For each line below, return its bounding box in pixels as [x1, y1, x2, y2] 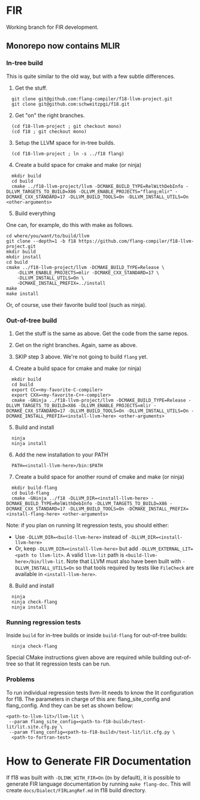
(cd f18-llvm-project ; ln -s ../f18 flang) [11, 151, 125, 157]
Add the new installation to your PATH [14, 451, 108, 458]
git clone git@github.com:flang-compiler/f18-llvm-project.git [11, 95, 172, 102]
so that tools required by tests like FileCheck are [75, 564, 194, 571]
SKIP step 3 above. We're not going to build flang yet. [14, 353, 148, 360]
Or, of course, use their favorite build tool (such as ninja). [6, 301, 147, 308]
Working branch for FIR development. [6, 23, 99, 31]
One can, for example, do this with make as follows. [6, 221, 134, 228]
